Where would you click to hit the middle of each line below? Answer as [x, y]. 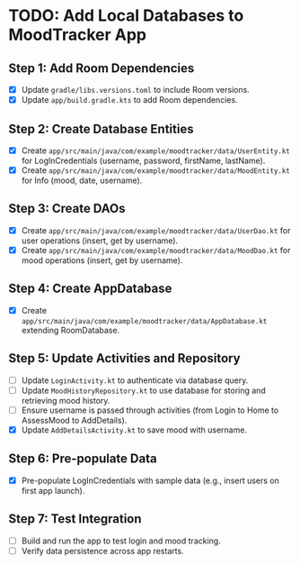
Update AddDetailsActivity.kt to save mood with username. [134, 430]
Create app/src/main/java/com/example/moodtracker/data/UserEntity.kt [156, 150]
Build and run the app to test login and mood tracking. [121, 541]
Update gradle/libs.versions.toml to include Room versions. [136, 90]
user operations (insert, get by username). [100, 241]
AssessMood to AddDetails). [74, 420]
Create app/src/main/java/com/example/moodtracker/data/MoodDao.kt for [156, 250]
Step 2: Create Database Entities [101, 128]
